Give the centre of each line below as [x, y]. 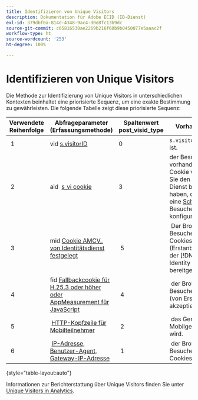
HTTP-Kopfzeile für [79, 322]
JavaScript [65, 309]
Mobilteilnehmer [72, 330]
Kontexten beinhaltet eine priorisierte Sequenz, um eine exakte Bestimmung [98, 102]
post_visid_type [141, 130]
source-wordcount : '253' [37, 39]
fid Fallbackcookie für [80, 280]
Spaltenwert [141, 122]
